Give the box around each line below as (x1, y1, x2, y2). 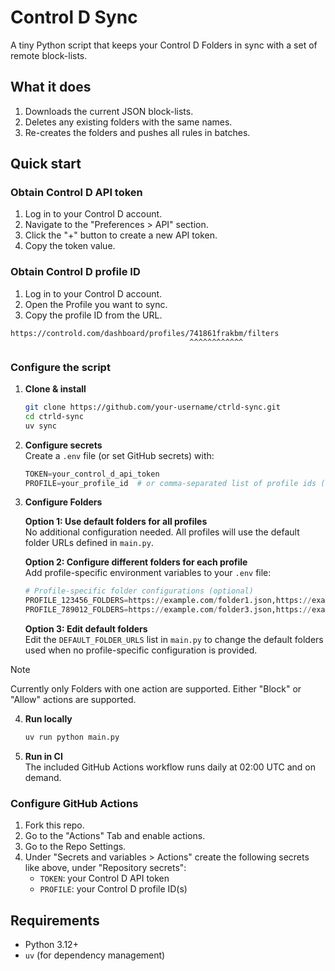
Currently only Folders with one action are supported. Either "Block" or (10, 683, 302, 695)
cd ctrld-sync (24, 411, 84, 421)
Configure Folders (24, 496, 103, 508)
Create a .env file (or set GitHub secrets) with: (24, 449, 215, 461)
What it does (10, 79, 92, 96)
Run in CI (24, 750, 63, 762)
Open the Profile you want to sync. (24, 298, 168, 310)
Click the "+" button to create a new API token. (24, 229, 218, 241)
